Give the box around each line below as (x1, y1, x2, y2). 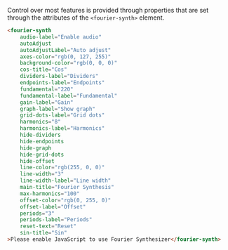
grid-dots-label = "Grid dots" (20, 112, 105, 119)
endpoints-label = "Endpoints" (20, 79, 105, 86)
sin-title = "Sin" (20, 230, 68, 237)
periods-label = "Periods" (20, 216, 93, 223)
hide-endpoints (20, 138, 65, 145)
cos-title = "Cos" (20, 66, 68, 73)
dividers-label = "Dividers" (20, 73, 99, 80)
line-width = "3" (20, 171, 65, 178)
